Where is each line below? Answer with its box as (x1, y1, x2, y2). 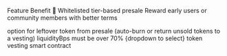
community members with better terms (7, 14, 118, 22)
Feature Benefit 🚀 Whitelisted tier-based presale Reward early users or (7, 7, 208, 14)
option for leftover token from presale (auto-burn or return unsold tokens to (7, 27, 221, 35)
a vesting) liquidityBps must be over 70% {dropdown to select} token (7, 34, 203, 42)
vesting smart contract (7, 42, 72, 49)
